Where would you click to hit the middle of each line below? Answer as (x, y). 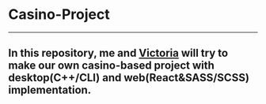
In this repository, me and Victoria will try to (118, 53)
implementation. (50, 90)
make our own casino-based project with (112, 66)
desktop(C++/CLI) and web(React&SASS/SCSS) (129, 78)
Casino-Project (59, 15)
